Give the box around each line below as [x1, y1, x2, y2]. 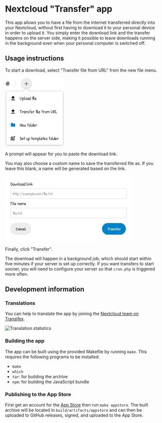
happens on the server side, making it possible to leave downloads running [5, 35, 156, 41]
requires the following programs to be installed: [5, 354, 100, 360]
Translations [5, 300, 36, 307]
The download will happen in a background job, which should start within [5, 256, 152, 261]
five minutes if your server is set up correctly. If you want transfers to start [5, 260, 154, 266]
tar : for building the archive [12, 373, 68, 379]
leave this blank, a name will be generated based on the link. [5, 166, 126, 171]
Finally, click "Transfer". [5, 246, 53, 252]
